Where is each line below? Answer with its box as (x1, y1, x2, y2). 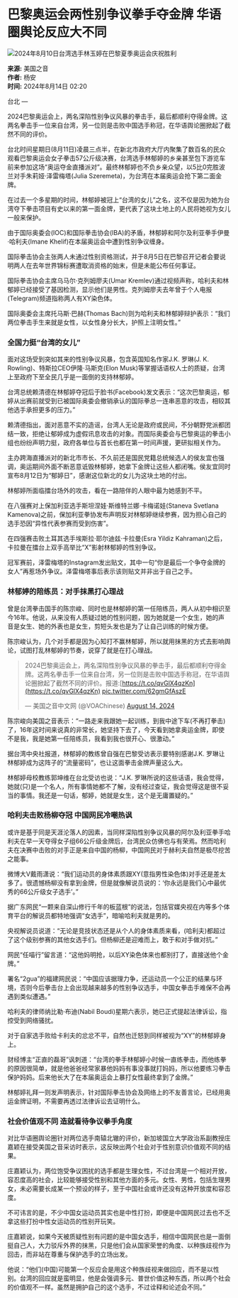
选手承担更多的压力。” (13, 405, 76, 414)
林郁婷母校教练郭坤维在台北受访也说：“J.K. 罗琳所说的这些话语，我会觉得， (7, 773, 228, 782)
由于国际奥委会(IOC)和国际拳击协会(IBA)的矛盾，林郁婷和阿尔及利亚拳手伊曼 (7, 228, 230, 236)
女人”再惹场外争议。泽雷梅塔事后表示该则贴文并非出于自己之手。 (7, 567, 197, 576)
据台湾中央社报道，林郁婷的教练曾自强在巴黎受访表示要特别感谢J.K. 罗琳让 (7, 749, 225, 758)
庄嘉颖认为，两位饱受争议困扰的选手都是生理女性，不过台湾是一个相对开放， (7, 1167, 231, 1175)
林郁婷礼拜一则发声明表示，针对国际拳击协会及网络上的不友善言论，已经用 (7, 1088, 225, 1096)
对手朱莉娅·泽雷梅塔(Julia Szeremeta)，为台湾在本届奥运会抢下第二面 (13, 171, 216, 180)
